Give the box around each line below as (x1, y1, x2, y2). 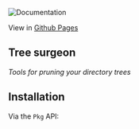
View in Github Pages (8, 23, 79, 32)
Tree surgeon (8, 46, 76, 60)
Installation (8, 90, 65, 104)
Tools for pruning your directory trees (8, 67, 131, 76)
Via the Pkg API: (8, 111, 60, 121)
